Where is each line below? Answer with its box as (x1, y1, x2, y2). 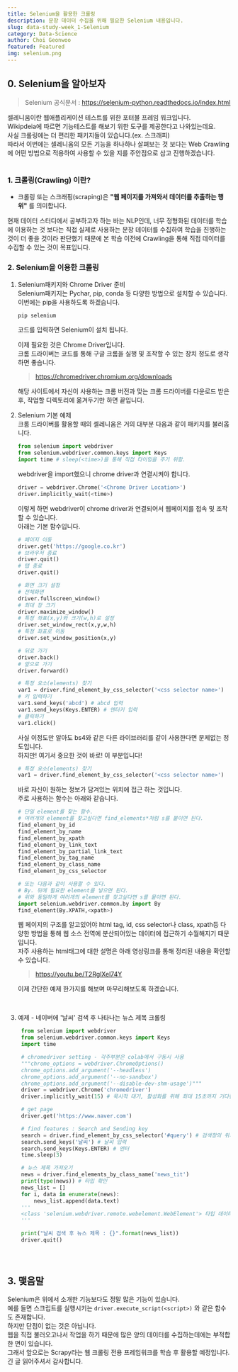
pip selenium (17, 312, 57, 319)
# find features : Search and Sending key (21, 1125, 149, 1132)
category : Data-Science (7, 30, 78, 38)
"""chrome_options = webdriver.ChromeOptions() (21, 1060, 164, 1067)
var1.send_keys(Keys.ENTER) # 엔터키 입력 (17, 706, 138, 713)
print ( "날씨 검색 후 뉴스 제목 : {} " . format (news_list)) (21, 1230, 179, 1237)
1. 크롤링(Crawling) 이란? (7, 175, 91, 185)
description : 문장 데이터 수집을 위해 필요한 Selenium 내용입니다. (7, 17, 184, 24)
